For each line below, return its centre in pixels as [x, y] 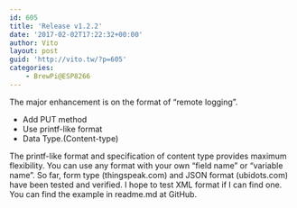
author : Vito [34, 43]
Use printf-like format [62, 129]
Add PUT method [55, 119]
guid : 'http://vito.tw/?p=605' [68, 59]
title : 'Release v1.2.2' [56, 26]
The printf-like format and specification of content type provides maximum [148, 156]
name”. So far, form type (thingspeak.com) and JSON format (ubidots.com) [149, 175]
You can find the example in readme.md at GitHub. [103, 194]
